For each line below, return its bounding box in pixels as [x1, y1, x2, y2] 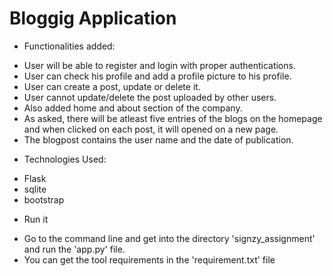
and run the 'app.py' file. [23, 243, 126, 255]
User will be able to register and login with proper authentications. [23, 59, 296, 71]
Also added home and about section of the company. [23, 102, 243, 114]
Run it [23, 213, 49, 225]
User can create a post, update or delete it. [23, 80, 201, 92]
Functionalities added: [23, 40, 116, 52]
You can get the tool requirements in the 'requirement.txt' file [23, 253, 276, 266]
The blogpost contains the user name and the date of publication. [23, 133, 294, 146]
